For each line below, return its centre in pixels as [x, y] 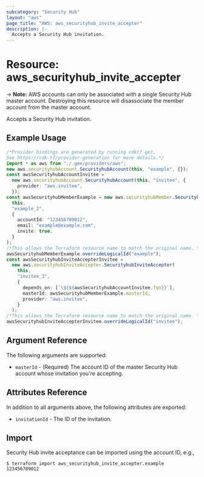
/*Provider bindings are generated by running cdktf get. [81, 152]
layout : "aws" [24, 18]
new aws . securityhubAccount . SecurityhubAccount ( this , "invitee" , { [99, 180]
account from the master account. [49, 108]
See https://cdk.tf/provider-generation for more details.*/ [85, 158]
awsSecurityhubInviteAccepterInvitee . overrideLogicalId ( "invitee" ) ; [95, 322]
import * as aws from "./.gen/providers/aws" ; [66, 163]
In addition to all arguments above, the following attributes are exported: [97, 407]
